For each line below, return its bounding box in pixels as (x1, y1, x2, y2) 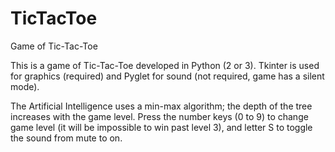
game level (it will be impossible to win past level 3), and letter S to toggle (10, 121, 313, 133)
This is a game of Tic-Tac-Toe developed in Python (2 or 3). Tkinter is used (10, 59, 320, 71)
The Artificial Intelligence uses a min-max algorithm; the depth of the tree (10, 100, 313, 112)
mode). (10, 80, 40, 92)
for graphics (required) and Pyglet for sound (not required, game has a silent (10, 70, 325, 82)
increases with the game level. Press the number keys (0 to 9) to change (10, 110, 309, 122)
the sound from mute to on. (10, 132, 123, 144)
